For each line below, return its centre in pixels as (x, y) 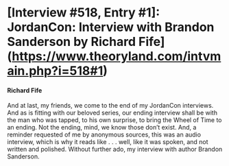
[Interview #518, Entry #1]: (84, 13)
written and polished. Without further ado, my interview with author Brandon (115, 150)
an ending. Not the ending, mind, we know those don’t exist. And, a (102, 128)
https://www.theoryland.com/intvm (117, 57)
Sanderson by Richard (71, 42)
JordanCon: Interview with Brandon (111, 27)
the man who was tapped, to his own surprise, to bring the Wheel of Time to (114, 120)
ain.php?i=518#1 (55, 71)
